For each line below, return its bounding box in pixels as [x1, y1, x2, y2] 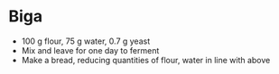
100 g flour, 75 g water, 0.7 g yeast [21, 36, 151, 46]
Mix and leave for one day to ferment [21, 45, 160, 55]
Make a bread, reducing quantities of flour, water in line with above [21, 54, 271, 65]
